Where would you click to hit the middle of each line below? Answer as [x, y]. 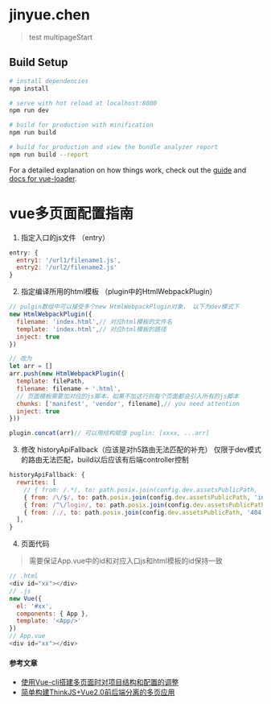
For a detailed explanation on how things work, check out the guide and [128, 170]
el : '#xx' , [35, 606]
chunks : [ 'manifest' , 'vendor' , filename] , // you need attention [128, 404]
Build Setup [39, 62]
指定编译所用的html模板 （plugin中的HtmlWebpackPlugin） [119, 292]
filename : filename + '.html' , [69, 388]
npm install [29, 89]
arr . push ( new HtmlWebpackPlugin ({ [67, 374]
